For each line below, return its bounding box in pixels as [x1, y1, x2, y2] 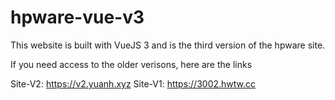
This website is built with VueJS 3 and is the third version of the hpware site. [10, 39, 326, 51]
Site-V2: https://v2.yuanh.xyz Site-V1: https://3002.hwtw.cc [10, 77, 257, 90]
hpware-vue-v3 [10, 6, 145, 29]
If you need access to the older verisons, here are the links [10, 58, 253, 70]
